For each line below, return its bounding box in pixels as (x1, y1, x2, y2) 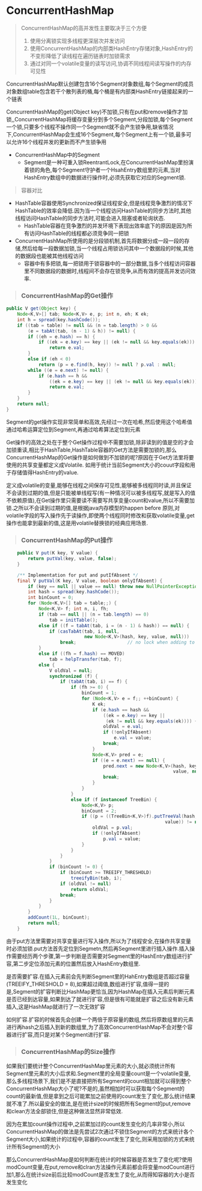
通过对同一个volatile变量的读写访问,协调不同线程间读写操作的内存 (29, 60, 192, 67)
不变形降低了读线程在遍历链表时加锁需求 (29, 52, 130, 59)
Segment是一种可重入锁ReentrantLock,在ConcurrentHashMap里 (23, 158, 183, 166)
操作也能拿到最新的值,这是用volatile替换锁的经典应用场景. (6, 519, 148, 526)
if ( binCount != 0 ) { (49, 864, 103, 870)
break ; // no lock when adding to (60, 639, 195, 646)
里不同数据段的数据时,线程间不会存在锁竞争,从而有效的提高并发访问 (23, 267, 191, 275)
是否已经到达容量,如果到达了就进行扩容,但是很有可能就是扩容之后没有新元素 (6, 995, 194, 1003)
